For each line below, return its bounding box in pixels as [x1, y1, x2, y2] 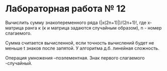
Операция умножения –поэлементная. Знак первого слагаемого [5, 54, 145, 60]
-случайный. [5, 60, 33, 66]
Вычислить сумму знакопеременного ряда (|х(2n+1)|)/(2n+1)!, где [5, 19, 147, 25]
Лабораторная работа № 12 [5, 3, 126, 14]
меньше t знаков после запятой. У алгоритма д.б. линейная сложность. [5, 45, 159, 51]
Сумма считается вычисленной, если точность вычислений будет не [5, 39, 154, 45]
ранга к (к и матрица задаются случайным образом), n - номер [25, 24, 162, 30]
